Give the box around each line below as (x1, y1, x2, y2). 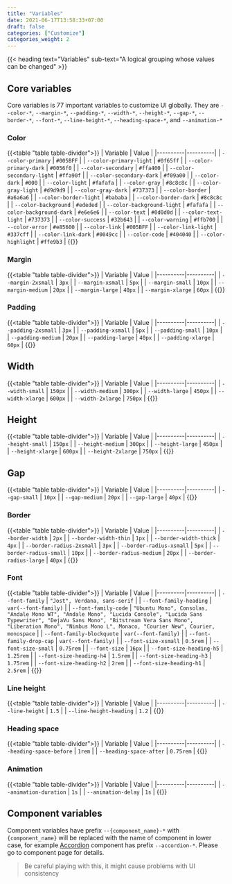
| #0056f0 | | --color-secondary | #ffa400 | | (46, 164, 168, 172)
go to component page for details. (7, 848, 105, 856)
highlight (7, 239, 36, 246)
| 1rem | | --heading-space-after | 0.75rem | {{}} (73, 747, 208, 756)
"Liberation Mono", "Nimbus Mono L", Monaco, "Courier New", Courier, (7, 623, 215, 630)
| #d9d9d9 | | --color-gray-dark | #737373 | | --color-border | (39, 185, 211, 194)
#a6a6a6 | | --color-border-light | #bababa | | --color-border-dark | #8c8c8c (7, 193, 223, 201)
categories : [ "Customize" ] (7, 29, 85, 37)
